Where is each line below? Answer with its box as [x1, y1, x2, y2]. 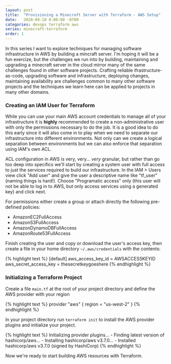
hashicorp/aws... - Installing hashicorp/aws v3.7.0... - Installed [5, 337, 136, 343]
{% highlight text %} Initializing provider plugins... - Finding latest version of [5, 332, 165, 338]
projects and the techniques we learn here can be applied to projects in [5, 84, 156, 90]
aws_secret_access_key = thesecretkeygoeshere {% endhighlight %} [5, 261, 151, 267]
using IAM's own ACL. [5, 146, 52, 152]
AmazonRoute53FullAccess [12, 230, 71, 236]
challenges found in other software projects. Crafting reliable [5, 67, 133, 73]
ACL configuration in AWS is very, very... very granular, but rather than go [5, 156, 160, 162]
